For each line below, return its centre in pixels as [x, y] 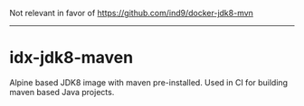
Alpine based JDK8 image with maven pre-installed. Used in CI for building [148, 82]
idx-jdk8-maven [71, 58]
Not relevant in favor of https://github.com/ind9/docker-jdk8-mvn [131, 13]
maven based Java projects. [62, 92]
